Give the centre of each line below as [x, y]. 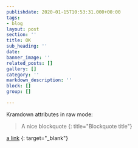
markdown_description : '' [39, 80]
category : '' [23, 75]
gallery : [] [21, 69]
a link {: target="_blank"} [37, 138]
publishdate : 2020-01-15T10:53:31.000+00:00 [64, 12]
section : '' [21, 35]
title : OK [19, 40]
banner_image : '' [28, 57]
